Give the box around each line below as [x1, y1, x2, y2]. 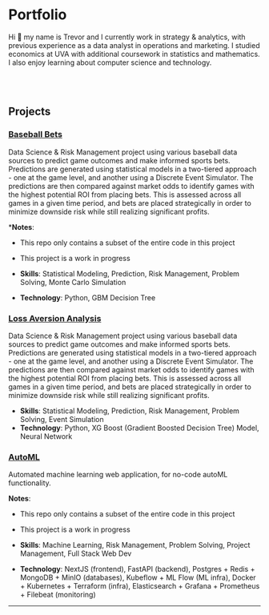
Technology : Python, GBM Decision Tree [19, 292, 156, 302]
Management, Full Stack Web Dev [19, 549, 132, 558]
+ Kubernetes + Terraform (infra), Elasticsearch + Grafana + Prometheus [19, 581, 260, 591]
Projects [8, 105, 51, 119]
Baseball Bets [8, 129, 62, 140]
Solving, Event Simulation [19, 414, 104, 424]
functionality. [8, 478, 52, 488]
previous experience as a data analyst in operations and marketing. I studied [8, 40, 260, 50]
